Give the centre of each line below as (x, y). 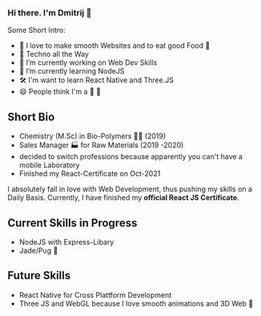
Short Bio (31, 116)
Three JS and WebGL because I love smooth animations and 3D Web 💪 (136, 303)
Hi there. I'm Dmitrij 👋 (50, 13)
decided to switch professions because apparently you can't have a (131, 157)
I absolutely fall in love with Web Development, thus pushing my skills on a (130, 189)
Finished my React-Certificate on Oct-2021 (90, 174)
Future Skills (39, 276)
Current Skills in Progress (72, 223)
